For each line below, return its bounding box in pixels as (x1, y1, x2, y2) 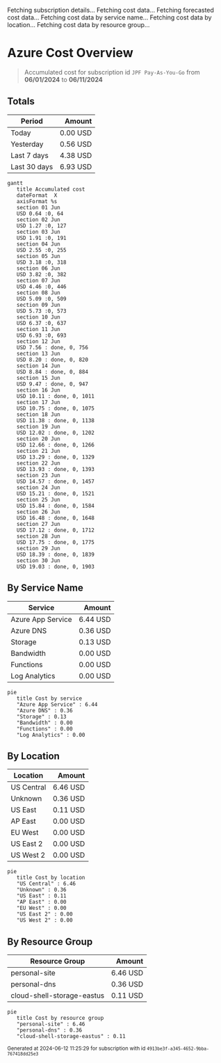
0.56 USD (60, 139, 92, 149)
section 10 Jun (16, 313, 60, 321)
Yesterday (10, 139, 44, 149)
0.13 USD (79, 637, 111, 646)
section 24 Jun (16, 483, 60, 491)
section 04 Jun (16, 240, 60, 248)
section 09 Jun (16, 301, 60, 308)
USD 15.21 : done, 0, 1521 (16, 490, 95, 497)
